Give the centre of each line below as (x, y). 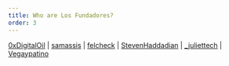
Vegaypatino (29, 53)
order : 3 (22, 23)
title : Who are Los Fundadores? (61, 15)
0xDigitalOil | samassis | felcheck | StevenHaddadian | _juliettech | (115, 45)
